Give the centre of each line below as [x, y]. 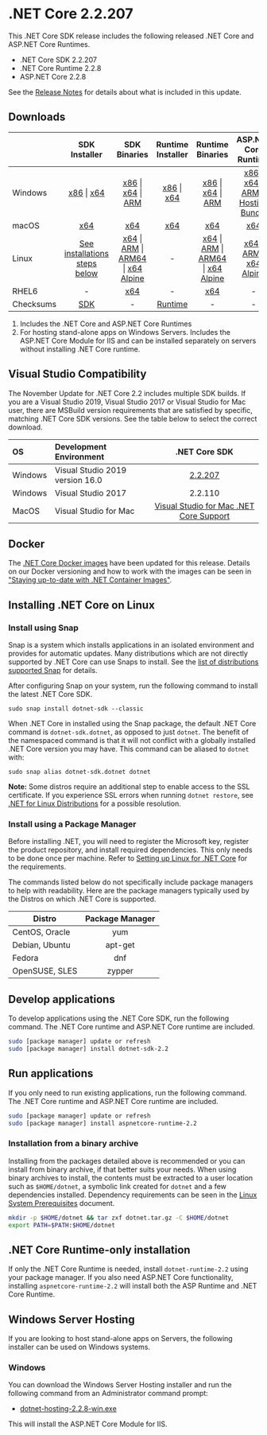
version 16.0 [78, 480]
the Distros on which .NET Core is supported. [82, 899]
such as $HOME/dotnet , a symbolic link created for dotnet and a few [117, 1186]
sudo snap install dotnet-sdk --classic [76, 709]
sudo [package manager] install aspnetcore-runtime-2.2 [103, 1123]
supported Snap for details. [53, 671]
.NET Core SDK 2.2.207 [58, 60]
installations [87, 253]
